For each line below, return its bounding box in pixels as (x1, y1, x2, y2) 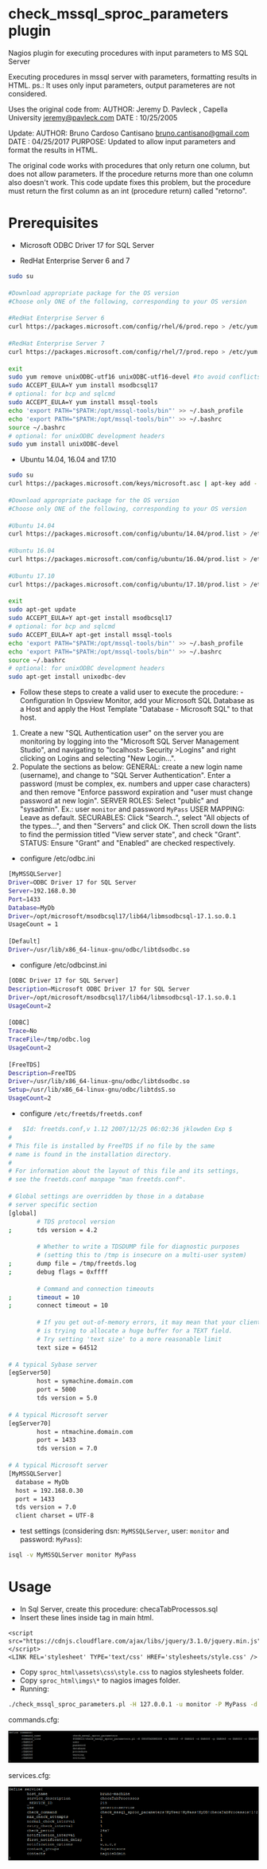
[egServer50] (8, 1368, 52, 1377)
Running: (19, 1683, 49, 1694)
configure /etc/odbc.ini (19, 854, 95, 863)
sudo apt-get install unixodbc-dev (8, 673, 126, 681)
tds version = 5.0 (37, 1394, 98, 1402)
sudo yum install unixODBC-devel (8, 440, 119, 449)
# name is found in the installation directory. (8, 1150, 172, 1158)
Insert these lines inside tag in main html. (19, 1612, 154, 1622)
